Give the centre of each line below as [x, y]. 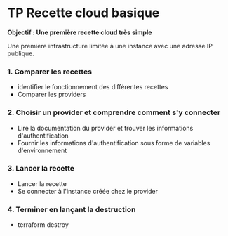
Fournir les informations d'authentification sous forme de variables [114, 143]
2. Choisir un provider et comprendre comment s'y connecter [114, 112]
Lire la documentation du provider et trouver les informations [105, 128]
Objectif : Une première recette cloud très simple [80, 32]
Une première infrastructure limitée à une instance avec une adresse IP [110, 46]
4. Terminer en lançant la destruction [72, 209]
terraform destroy [43, 225]
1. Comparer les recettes [50, 72]
